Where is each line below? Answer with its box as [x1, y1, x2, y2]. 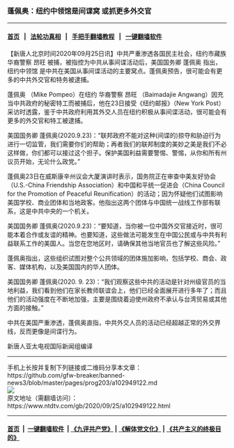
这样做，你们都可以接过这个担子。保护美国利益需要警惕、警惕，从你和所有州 [7, 148, 227, 157]
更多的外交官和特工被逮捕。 [7, 116, 87, 125]
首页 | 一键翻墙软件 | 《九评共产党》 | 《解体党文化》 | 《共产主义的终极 [7, 425, 216, 433]
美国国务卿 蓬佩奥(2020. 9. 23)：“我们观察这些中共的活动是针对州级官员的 [7, 277, 221, 286]
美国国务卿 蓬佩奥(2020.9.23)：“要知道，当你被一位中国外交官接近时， [7, 222, 211, 230]
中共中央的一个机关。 [31, 207, 93, 215]
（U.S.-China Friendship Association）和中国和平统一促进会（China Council [7, 180, 225, 189]
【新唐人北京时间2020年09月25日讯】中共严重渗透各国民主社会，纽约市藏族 [7, 49, 227, 57]
